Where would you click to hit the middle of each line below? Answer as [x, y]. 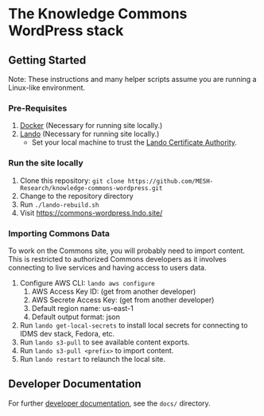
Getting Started [47, 60]
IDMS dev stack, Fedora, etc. [67, 333]
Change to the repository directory [76, 196]
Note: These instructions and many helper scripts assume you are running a [132, 79]
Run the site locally [46, 163]
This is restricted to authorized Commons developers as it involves [117, 259]
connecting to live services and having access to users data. [107, 267]
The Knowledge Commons [98, 14]
